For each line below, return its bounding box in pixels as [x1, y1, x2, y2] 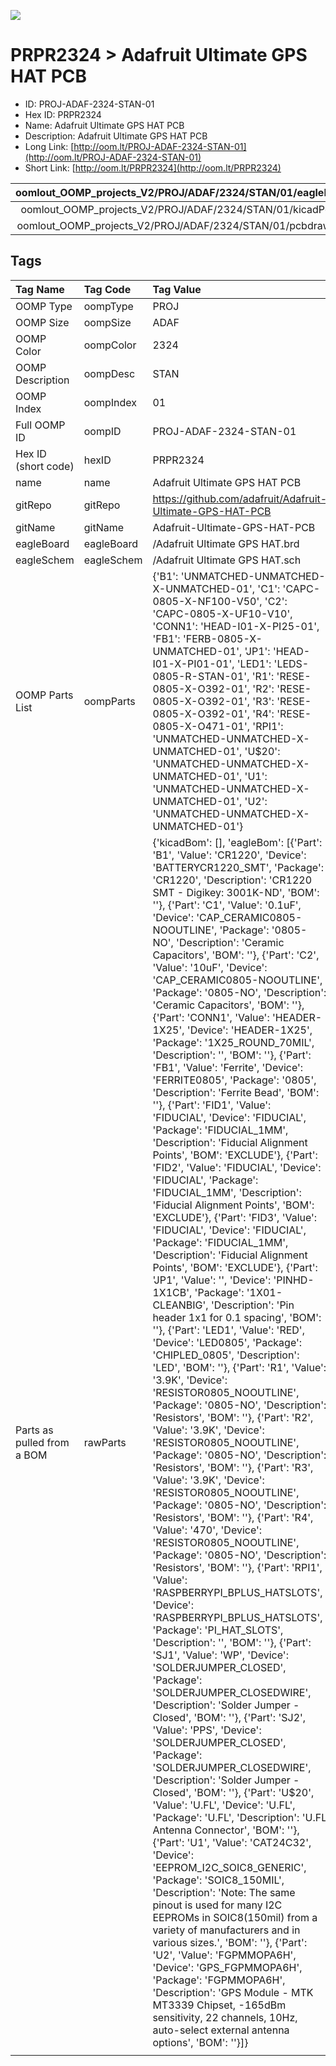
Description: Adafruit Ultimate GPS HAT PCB [24, 130, 208, 142]
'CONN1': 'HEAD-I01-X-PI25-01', [152, 619, 320, 633]
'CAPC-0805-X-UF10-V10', [152, 606, 293, 620]
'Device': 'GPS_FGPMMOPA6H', [152, 1960, 303, 1974]
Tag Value [152, 282, 202, 296]
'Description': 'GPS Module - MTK [152, 1985, 314, 1999]
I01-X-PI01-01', [152, 656, 235, 670]
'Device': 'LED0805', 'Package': [152, 1335, 303, 1349]
